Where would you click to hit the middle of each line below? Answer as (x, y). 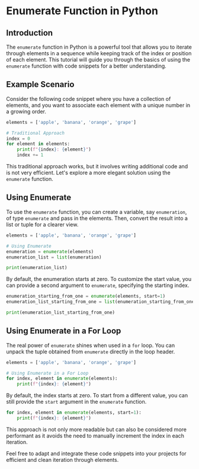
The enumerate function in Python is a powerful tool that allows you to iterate (99, 47)
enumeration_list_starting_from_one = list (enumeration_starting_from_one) (102, 302)
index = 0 (18, 138)
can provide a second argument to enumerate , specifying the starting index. (98, 285)
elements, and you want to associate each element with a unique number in (98, 105)
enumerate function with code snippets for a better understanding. (86, 66)
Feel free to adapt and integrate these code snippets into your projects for (96, 453)
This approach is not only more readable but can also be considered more (96, 429)
